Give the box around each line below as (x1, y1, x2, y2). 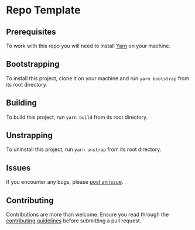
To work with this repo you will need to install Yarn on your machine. (6, 42, 171, 49)
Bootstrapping (6, 59, 60, 69)
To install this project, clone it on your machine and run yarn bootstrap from (6, 74, 190, 82)
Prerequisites (6, 27, 56, 37)
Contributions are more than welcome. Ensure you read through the (6, 211, 169, 218)
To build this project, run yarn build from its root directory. (6, 114, 148, 121)
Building (6, 98, 37, 108)
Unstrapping (6, 131, 53, 140)
